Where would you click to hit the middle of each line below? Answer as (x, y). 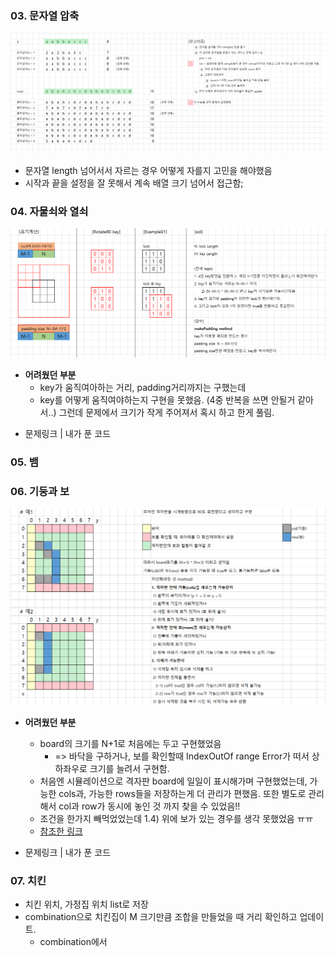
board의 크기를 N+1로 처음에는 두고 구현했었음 (130, 743)
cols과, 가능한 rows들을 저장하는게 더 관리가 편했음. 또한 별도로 (182, 793)
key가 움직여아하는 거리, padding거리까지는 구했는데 (143, 388)
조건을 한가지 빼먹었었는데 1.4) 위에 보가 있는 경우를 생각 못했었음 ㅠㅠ (176, 818)
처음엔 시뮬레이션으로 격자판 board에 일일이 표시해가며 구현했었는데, (173, 781)
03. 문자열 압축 (45, 15)
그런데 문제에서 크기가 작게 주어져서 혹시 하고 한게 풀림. (166, 413)
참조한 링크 (61, 831)
